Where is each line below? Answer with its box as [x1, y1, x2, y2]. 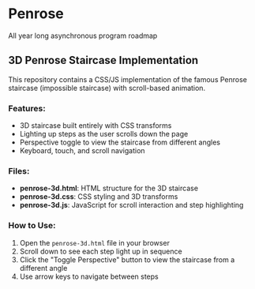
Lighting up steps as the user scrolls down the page [19, 129, 189, 139]
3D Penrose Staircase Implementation [8, 54, 199, 67]
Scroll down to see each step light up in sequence [19, 246, 183, 256]
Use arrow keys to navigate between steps [19, 272, 159, 281]
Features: [8, 103, 46, 114]
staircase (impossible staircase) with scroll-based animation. [8, 83, 206, 92]
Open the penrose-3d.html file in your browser [19, 238, 170, 247]
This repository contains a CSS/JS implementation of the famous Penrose [8, 74, 247, 84]
